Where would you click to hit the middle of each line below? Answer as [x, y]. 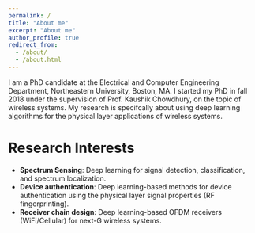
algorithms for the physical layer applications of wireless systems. [115, 116]
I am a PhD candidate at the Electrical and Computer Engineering [114, 82]
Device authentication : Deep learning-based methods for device [126, 186]
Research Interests [71, 148]
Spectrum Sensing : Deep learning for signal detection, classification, [132, 170]
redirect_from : [33, 45]
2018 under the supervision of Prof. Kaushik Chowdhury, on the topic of [125, 99]
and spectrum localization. [63, 178]
